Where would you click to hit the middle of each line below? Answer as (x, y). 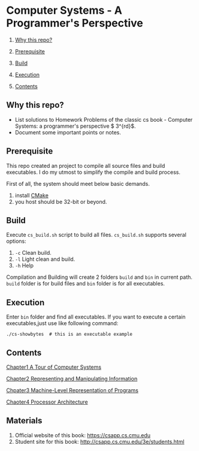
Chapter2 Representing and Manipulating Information (72, 379)
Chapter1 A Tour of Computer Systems (54, 367)
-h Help (24, 266)
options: (16, 241)
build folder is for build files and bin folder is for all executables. (85, 284)
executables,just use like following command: (62, 323)
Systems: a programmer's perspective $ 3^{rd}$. (75, 126)
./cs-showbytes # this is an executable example (70, 334)
